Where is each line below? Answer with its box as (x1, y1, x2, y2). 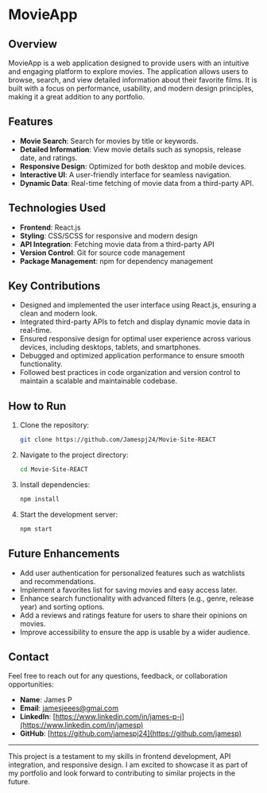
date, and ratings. (19, 153, 78, 162)
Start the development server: (19, 509, 118, 519)
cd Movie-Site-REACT (19, 466, 88, 474)
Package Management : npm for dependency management (19, 256, 213, 265)
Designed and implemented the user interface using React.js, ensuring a (19, 300, 257, 310)
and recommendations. (19, 576, 96, 586)
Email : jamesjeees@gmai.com (19, 703, 119, 713)
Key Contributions (8, 280, 101, 293)
